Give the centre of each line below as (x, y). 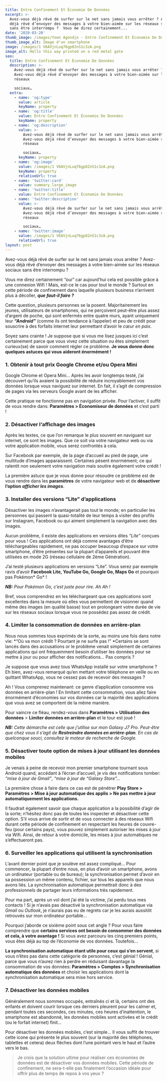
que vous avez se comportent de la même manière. (58, 703)
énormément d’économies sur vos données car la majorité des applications (82, 697)
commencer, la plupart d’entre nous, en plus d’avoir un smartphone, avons (81, 869)
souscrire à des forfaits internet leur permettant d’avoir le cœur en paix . (79, 326)
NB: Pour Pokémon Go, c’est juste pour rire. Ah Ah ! (58, 587)
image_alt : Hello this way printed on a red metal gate (64, 51)
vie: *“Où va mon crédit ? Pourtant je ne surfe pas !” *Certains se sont (77, 641)
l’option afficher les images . (35, 486)
